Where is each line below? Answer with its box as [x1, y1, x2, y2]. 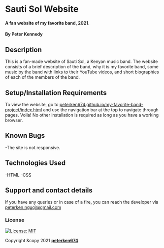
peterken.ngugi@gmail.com [5, 204, 62, 210]
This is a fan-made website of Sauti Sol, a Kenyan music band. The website [5, 59, 158, 64]
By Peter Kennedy [5, 31, 43, 37]
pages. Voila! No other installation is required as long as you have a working [5, 112, 159, 118]
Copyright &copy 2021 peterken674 [5, 237, 79, 243]
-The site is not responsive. [5, 144, 61, 151]
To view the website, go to [5, 102, 59, 107]
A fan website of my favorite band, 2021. [5, 20, 90, 26]
